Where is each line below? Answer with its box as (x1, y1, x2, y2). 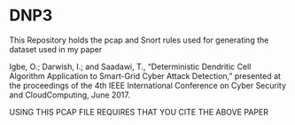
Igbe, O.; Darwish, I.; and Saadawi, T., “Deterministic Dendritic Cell (9, 61, 252, 72)
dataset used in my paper (9, 43, 103, 54)
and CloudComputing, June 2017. (9, 90, 130, 100)
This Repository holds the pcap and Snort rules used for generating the (9, 35, 269, 45)
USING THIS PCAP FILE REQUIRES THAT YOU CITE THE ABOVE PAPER (9, 106, 268, 117)
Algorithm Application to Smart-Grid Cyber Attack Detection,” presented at (9, 70, 282, 81)
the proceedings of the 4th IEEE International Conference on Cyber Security (9, 80, 286, 90)
